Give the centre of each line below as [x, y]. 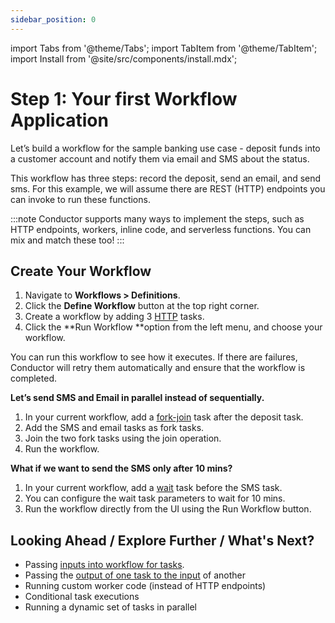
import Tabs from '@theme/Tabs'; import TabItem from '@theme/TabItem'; [164, 48]
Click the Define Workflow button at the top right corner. [142, 306]
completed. [33, 378]
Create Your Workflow [81, 271]
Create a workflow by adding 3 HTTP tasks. [114, 317]
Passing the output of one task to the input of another [135, 575]
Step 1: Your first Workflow [124, 98]
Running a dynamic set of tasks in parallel [110, 607]
